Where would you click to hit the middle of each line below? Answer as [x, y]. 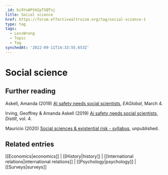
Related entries [30, 144]
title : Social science [29, 15]
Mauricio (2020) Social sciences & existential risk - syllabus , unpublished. [82, 128]
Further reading [30, 91]
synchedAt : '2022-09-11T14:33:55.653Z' [47, 48]
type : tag [16, 24]
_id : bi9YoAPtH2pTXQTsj [30, 10]
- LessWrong [23, 33]
